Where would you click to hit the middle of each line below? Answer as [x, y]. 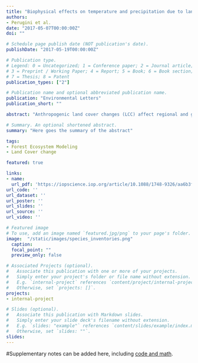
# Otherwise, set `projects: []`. [51, 288]
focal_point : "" [31, 250]
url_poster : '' [25, 201]
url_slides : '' [25, 206]
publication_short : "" [34, 104]
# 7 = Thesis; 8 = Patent [38, 77]
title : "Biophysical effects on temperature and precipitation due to [95, 11]
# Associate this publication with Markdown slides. [75, 315]
